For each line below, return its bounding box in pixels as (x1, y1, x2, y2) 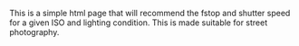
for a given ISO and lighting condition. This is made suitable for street (9, 17, 268, 28)
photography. (9, 27, 60, 37)
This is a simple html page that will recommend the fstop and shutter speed (9, 8, 291, 18)
